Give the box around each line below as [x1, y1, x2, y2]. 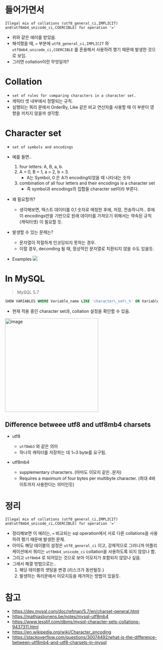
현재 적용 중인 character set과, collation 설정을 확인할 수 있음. [12, 308, 130, 314]
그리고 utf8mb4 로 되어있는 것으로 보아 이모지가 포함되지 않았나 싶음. [12, 555, 142, 561]
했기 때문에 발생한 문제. [21, 536, 65, 542]
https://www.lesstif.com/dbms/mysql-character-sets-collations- [12, 619, 141, 625]
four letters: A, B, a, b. [19, 163, 63, 169]
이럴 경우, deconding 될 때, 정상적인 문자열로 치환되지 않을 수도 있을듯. [19, 245, 154, 251]
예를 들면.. [12, 154, 32, 160]
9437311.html [12, 624, 39, 630]
